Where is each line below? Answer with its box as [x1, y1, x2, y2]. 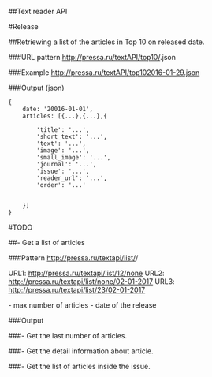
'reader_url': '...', [36, 174, 108, 182]
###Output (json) [8, 83, 65, 92]
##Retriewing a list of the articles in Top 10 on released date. [8, 37, 205, 47]
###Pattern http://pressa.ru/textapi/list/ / [8, 253, 139, 263]
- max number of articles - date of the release [8, 300, 157, 310]
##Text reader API [8, 7, 68, 16]
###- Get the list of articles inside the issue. [8, 362, 151, 371]
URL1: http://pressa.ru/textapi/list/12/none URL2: [8, 268, 165, 278]
